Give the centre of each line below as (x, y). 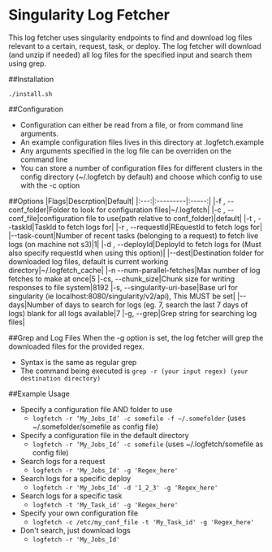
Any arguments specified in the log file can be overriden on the (125, 150)
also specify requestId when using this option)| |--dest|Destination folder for (136, 253)
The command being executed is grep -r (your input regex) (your (134, 371)
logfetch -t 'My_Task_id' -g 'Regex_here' (105, 505)
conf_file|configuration (46, 218)
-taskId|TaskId (32, 227)
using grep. (28, 63)
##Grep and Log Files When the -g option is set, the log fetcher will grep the (136, 337)
